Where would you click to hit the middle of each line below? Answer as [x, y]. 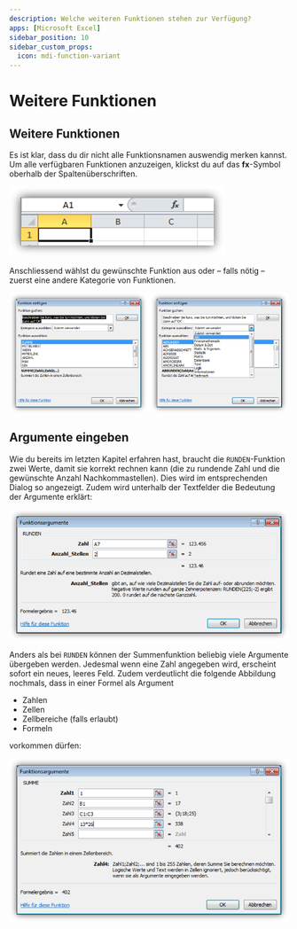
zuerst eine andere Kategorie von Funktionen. [93, 280]
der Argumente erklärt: [51, 496]
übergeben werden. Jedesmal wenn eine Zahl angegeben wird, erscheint [143, 664]
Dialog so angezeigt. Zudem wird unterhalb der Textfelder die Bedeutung [142, 487]
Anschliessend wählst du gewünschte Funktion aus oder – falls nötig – [137, 271]
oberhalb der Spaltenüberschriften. [73, 174]
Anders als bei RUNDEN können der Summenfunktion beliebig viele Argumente [149, 655]
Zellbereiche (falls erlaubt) [70, 719]
